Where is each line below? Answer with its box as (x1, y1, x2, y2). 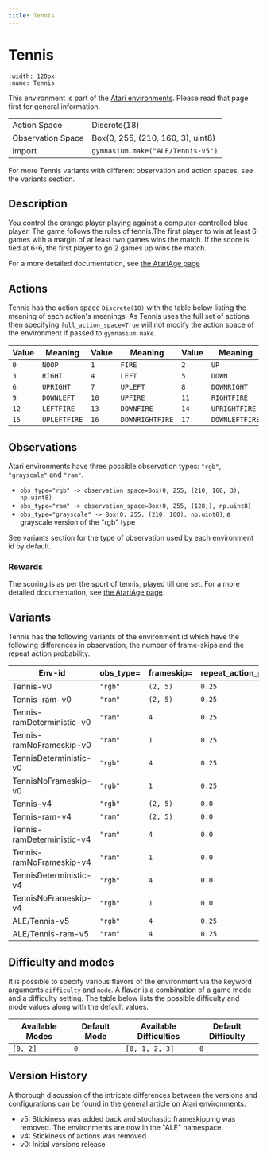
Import (12, 145, 37, 156)
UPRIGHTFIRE (211, 405, 257, 413)
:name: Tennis (8, 79, 56, 87)
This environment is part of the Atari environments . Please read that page (8, 93, 249, 103)
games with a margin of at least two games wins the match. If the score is (8, 235, 250, 245)
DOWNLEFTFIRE (211, 415, 261, 424)
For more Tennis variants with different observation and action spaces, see (8, 165, 253, 175)
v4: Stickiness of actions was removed (19, 1130, 147, 1141)
